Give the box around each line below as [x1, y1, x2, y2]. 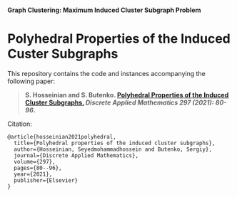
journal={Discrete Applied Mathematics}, [14, 151, 139, 159]
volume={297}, [14, 158, 56, 165]
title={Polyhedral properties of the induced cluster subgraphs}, [14, 139, 216, 147]
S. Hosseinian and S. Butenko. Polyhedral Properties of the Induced [24, 90, 229, 99]
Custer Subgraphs [7, 46, 118, 62]
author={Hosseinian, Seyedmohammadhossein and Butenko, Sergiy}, [14, 146, 213, 153]
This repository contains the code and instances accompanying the [7, 69, 206, 78]
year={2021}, [14, 171, 53, 178]
